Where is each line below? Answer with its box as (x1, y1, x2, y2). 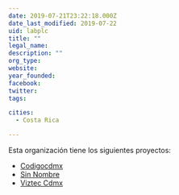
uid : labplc (8, 27, 48, 35)
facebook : (8, 79, 42, 87)
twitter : (8, 86, 38, 95)
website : (8, 64, 38, 73)
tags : (8, 94, 27, 102)
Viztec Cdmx (19, 178, 63, 188)
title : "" (8, 34, 42, 43)
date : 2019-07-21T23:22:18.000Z (8, 11, 117, 20)
